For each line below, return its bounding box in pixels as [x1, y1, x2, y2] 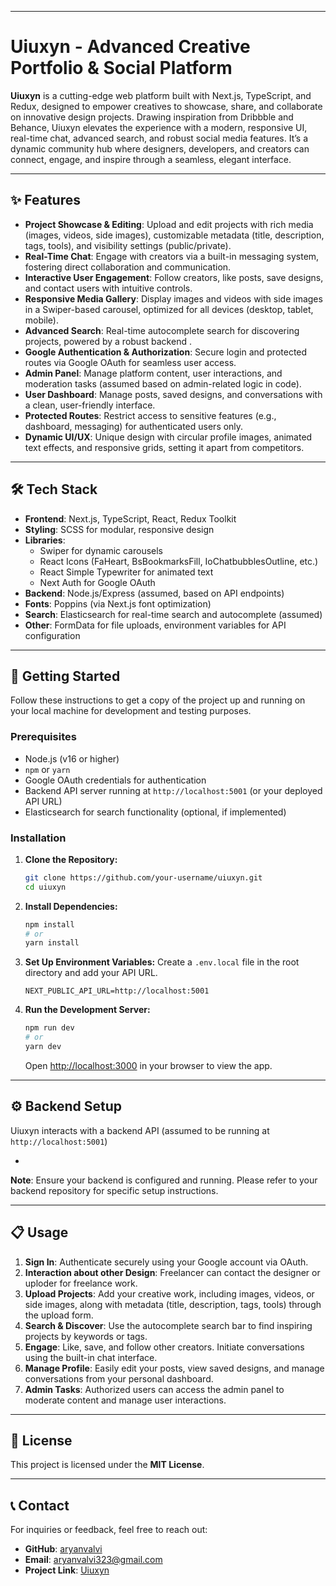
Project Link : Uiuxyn [24, 1564, 110, 1576]
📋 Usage [10, 1224, 69, 1241]
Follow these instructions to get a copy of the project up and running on [10, 694, 306, 706]
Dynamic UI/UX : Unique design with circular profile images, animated [24, 431, 313, 443]
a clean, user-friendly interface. [24, 399, 156, 411]
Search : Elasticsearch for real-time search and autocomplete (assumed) [24, 608, 323, 620]
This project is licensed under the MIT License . [10, 1459, 205, 1471]
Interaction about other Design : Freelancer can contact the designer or [24, 1266, 321, 1278]
